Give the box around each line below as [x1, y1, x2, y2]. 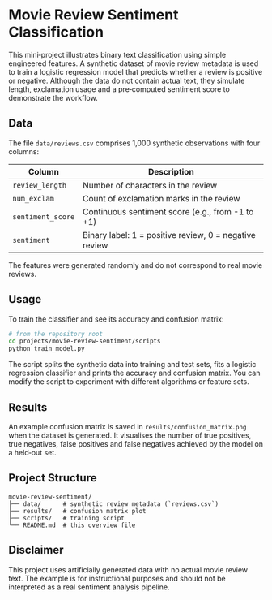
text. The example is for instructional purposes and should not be [8, 573, 226, 583]
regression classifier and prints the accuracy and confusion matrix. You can [8, 368, 261, 378]
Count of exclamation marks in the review [82, 192, 240, 204]
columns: [8, 146, 40, 156]
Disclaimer [8, 543, 64, 557]
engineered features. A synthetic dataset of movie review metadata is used [8, 58, 259, 68]
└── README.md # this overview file [8, 521, 136, 529]
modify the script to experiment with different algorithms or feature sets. [8, 377, 249, 386]
